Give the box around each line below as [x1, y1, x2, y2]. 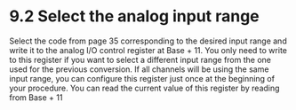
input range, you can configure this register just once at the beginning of [9, 73, 276, 83]
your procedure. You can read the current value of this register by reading [9, 82, 280, 93]
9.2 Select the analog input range [9, 6, 260, 27]
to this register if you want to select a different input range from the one [9, 54, 271, 65]
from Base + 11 [9, 91, 63, 103]
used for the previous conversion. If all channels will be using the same [9, 64, 269, 75]
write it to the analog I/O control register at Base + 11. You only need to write [9, 44, 287, 55]
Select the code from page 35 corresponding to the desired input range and [9, 35, 287, 46]
